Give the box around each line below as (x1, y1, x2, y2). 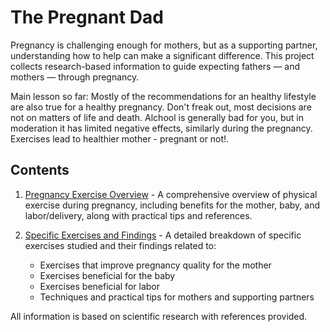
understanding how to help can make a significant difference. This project (10, 49, 315, 61)
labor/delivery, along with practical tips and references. (24, 209, 253, 221)
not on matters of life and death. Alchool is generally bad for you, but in (10, 111, 304, 123)
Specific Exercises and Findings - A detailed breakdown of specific (24, 229, 302, 241)
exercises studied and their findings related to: (24, 239, 217, 251)
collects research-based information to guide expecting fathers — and (10, 60, 301, 72)
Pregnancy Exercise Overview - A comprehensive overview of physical (24, 188, 318, 200)
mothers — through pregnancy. (10, 71, 140, 83)
